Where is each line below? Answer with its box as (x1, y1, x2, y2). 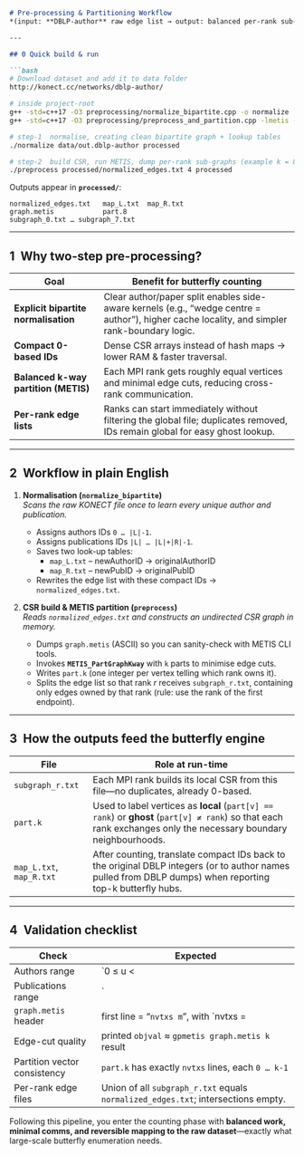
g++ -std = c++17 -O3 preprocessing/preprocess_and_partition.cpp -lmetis (9, 116, 290, 125)
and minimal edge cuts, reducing (103, 377, 242, 390)
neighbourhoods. (92, 833, 166, 846)
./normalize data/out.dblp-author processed (9, 140, 180, 149)
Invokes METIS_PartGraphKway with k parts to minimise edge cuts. (35, 658, 277, 669)
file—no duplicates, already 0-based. (92, 784, 252, 797)
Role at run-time (155, 757, 229, 770)
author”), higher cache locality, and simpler (103, 313, 288, 326)
